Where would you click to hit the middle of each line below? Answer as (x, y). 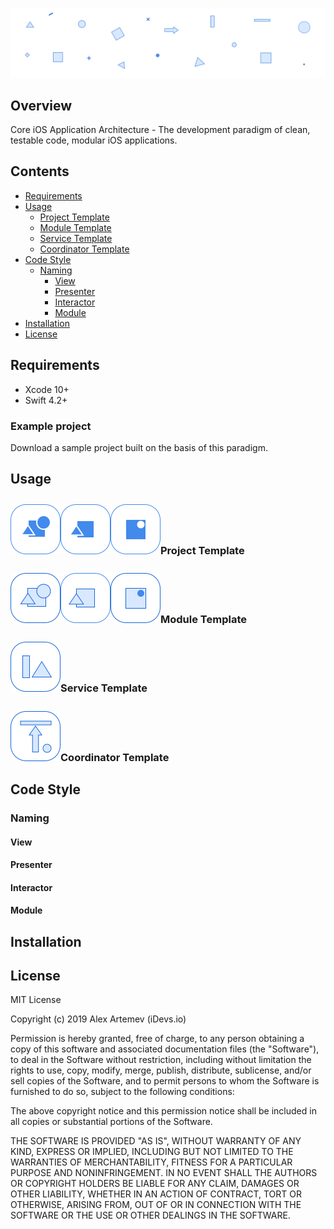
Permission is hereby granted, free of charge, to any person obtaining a (157, 1039)
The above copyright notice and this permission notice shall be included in (163, 1111)
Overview (41, 105)
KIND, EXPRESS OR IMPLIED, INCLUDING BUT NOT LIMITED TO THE (152, 1152)
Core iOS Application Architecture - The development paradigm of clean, (160, 130)
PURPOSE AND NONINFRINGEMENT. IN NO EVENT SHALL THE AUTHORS (164, 1173)
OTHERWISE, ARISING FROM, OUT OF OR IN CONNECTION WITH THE (156, 1205)
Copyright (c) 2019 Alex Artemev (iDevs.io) (98, 1019)
